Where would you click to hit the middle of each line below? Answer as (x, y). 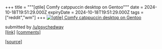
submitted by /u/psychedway (35, 27)
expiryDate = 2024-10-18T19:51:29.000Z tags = (96, 12)
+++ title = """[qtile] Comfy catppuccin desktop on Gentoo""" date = (74, 7)
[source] (14, 42)
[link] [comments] (23, 32)
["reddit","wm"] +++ (25, 17)
